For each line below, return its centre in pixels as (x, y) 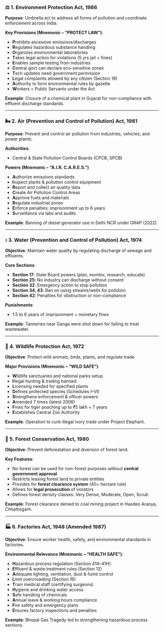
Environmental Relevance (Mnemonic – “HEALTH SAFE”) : (64, 554)
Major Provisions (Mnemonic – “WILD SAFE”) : (52, 366)
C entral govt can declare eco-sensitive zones (58, 68)
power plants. (19, 139)
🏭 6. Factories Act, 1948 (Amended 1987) (56, 527)
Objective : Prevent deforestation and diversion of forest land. (67, 450)
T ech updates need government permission (56, 73)
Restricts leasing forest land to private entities (58, 479)
